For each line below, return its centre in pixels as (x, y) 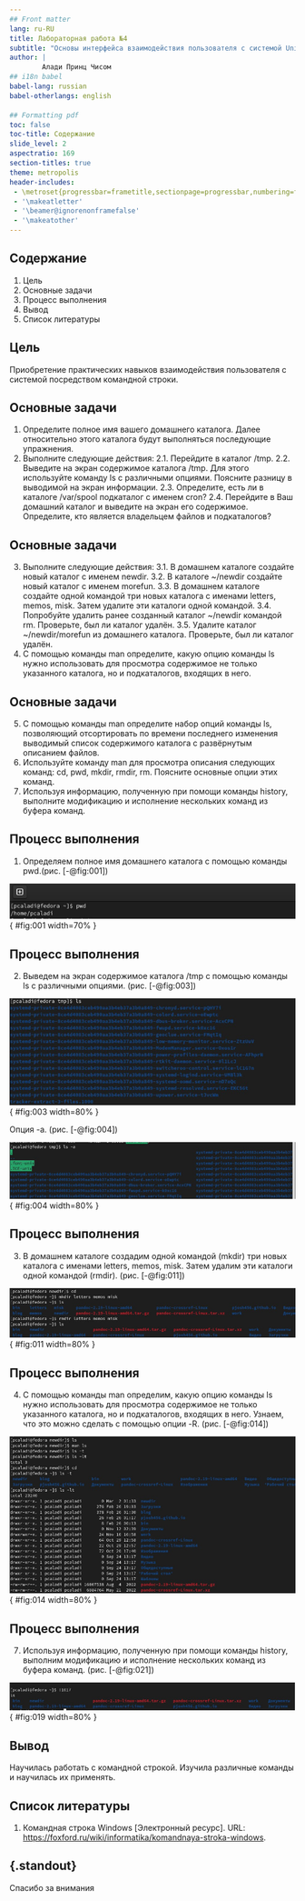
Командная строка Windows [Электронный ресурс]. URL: (134, 1827)
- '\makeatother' (46, 221)
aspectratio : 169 (42, 154)
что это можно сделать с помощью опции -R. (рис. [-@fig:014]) (146, 1424)
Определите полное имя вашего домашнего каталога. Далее (141, 430)
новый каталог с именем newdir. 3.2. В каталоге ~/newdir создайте (152, 576)
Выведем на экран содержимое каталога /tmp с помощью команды (155, 976)
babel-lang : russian (49, 86)
